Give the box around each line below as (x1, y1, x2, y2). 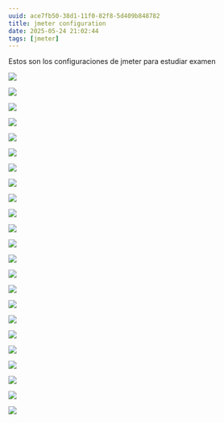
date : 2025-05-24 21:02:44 (8, 27, 99, 35)
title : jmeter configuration (8, 19, 106, 27)
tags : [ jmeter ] (8, 34, 60, 43)
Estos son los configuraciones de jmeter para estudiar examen (8, 57, 216, 66)
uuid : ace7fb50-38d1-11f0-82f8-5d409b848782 (8, 11, 160, 20)
